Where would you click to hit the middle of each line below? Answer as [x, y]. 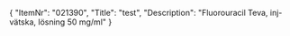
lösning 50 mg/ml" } [75, 22]
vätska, [23, 22]
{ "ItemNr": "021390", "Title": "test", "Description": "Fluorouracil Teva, [139, 13]
